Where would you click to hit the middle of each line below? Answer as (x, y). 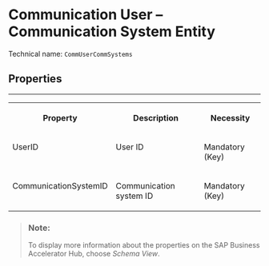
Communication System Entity (112, 32)
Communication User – (86, 15)
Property (60, 117)
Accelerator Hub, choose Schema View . (94, 254)
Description (156, 117)
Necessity (230, 117)
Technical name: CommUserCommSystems (70, 54)
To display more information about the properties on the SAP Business (144, 245)
